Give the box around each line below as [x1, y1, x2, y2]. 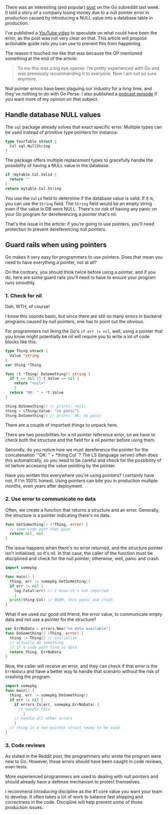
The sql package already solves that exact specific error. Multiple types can [5, 124, 162, 130]
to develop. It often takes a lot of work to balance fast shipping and [5, 794, 143, 800]
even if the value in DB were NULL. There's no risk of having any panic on [5, 206, 157, 212]
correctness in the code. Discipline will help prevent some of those [5, 799, 142, 805]
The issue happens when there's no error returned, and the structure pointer [5, 545, 163, 551]
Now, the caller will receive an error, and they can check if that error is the [5, 663, 157, 669]
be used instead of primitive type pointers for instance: [5, 129, 118, 135]
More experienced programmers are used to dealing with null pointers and [5, 773, 158, 779]
